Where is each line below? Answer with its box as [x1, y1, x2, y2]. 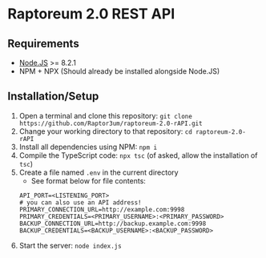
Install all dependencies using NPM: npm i [18, 142, 158, 151]
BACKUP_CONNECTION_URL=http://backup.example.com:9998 [18, 220, 207, 228]
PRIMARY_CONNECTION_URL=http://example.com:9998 [18, 205, 185, 213]
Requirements [7, 37, 79, 50]
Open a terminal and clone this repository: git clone [18, 111, 193, 120]
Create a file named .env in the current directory [18, 167, 179, 177]
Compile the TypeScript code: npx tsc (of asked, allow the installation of [18, 150, 258, 160]
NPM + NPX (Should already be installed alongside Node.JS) [18, 67, 220, 76]
